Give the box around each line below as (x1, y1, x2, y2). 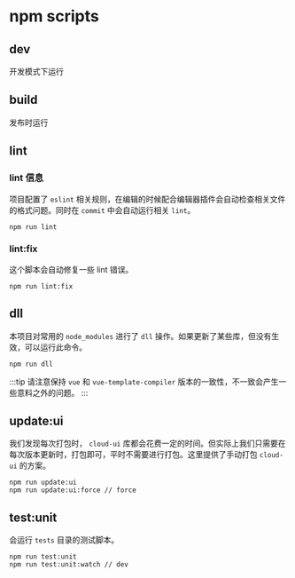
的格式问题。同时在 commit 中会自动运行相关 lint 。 (9, 204, 196, 215)
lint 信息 (9, 171, 44, 184)
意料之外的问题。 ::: (16, 387, 89, 398)
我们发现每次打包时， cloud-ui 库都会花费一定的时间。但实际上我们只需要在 (9, 438, 286, 449)
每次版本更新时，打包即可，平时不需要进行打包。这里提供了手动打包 (9, 449, 258, 460)
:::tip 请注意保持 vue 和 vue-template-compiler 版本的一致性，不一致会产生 (9, 376, 279, 387)
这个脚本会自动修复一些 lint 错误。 (9, 264, 134, 274)
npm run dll (9, 360, 53, 368)
